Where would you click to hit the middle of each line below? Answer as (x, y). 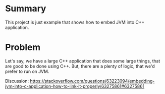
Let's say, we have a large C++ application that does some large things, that (82, 61)
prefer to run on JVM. (27, 71)
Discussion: (17, 81)
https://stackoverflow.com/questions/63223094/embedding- (92, 81)
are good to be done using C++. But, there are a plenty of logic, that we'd (80, 66)
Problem (23, 47)
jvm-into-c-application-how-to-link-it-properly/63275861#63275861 (75, 86)
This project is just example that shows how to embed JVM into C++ (75, 22)
